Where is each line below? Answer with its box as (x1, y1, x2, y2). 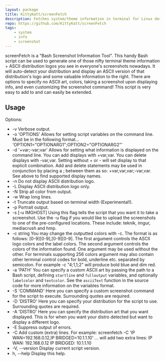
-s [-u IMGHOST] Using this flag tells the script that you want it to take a (12, 209, 158, 215)
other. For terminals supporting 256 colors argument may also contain (12, 251, 154, 257)
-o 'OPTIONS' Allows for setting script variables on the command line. (12, 131, 154, 137)
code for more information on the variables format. (12, 282, 115, 288)
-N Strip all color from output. (12, 189, 72, 194)
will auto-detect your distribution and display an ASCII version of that (5, 68, 145, 74)
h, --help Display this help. (12, 350, 66, 356)
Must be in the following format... (12, 136, 80, 142)
